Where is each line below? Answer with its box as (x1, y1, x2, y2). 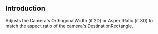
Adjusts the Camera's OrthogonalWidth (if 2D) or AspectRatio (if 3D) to (5, 17, 153, 23)
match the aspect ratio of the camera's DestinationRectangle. (5, 23, 133, 29)
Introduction (5, 4, 46, 13)
